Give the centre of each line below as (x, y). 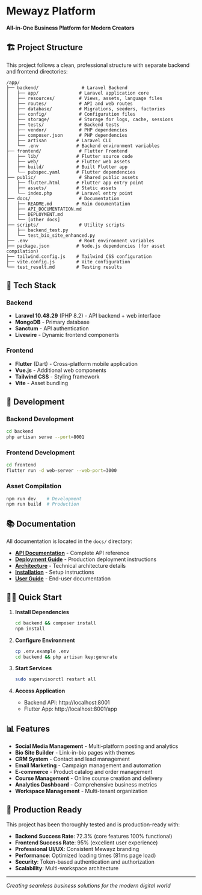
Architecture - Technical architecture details (70, 566)
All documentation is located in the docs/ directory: (69, 541)
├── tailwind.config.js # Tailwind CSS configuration (79, 256)
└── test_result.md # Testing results (64, 267)
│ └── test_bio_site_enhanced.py (51, 235)
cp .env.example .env (42, 651)
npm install (30, 629)
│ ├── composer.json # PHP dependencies (67, 135)
